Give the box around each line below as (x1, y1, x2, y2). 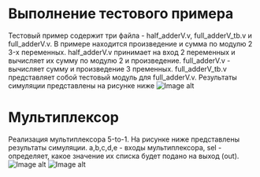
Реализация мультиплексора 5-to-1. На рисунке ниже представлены (8, 135, 240, 144)
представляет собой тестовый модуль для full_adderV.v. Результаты (8, 72, 238, 82)
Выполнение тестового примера (8, 5, 234, 23)
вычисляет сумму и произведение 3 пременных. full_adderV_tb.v (8, 64, 227, 73)
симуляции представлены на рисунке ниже (8, 80, 155, 90)
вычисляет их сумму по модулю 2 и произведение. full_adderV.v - (8, 56, 231, 65)
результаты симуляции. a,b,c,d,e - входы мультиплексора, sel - (8, 142, 222, 152)
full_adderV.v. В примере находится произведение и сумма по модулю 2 (8, 39, 253, 48)
